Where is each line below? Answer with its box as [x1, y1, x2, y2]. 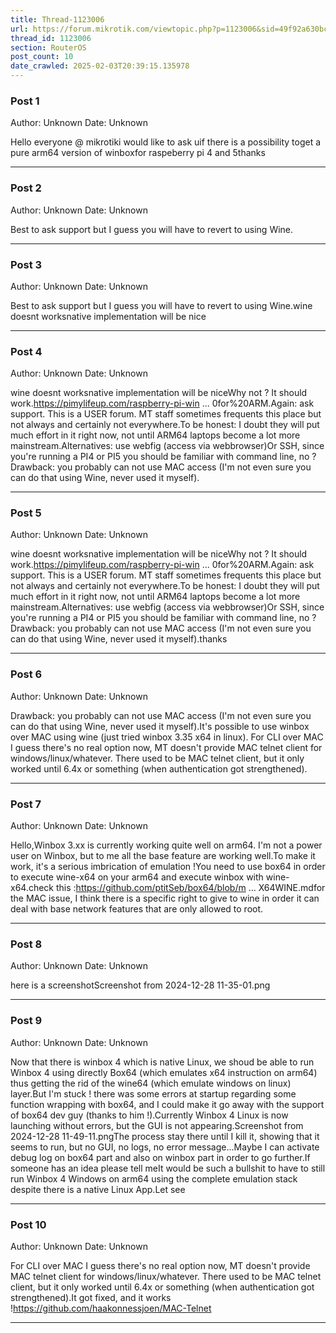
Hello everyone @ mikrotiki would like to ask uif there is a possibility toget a [10, 136, 322, 148]
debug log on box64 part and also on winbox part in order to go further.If [10, 1151, 311, 1163]
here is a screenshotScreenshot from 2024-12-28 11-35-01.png [10, 979, 271, 991]
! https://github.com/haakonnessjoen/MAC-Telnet [10, 1302, 212, 1314]
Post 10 [10, 1217, 47, 1231]
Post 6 [10, 667, 43, 681]
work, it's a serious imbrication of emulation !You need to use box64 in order [10, 861, 326, 873]
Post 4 [10, 344, 43, 358]
